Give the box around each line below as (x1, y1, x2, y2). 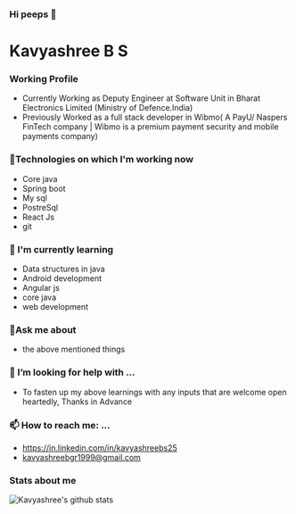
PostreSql (21, 202, 59, 212)
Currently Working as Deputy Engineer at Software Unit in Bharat (21, 93, 261, 104)
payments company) (21, 131, 98, 142)
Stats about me (9, 474, 77, 486)
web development (21, 302, 89, 311)
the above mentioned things (21, 344, 126, 355)
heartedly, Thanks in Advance (21, 396, 133, 407)
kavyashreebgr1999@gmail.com (21, 452, 141, 462)
